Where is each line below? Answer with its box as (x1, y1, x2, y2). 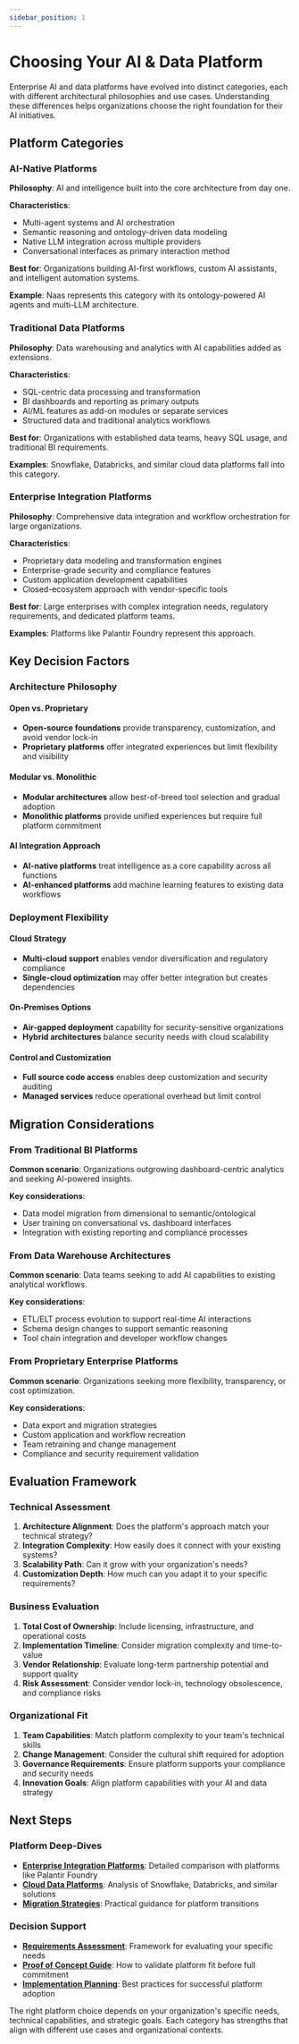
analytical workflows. (9, 1280, 87, 1290)
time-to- (252, 1640, 283, 1651)
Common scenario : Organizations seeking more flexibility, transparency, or (9, 1375, 287, 1386)
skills (21, 1739, 42, 1750)
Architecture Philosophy (9, 680, 118, 693)
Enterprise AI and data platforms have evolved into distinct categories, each (9, 81, 288, 92)
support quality (21, 1668, 79, 1679)
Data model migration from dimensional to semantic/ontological (21, 1208, 256, 1219)
